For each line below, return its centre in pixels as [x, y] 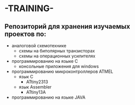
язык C [26, 77]
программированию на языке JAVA [48, 97]
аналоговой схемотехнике [39, 46]
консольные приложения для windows [59, 66]
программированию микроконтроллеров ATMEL [62, 71]
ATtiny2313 [37, 82]
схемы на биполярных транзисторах [57, 51]
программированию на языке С [45, 61]
